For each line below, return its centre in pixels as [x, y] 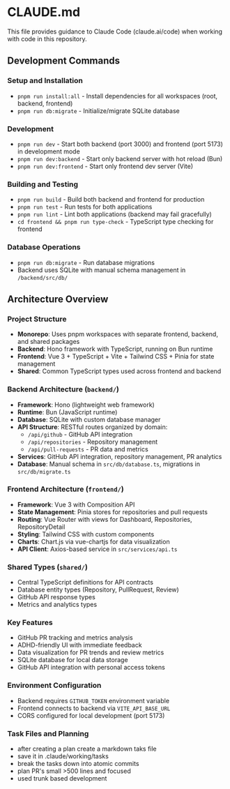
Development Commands [64, 61]
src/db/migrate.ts [44, 472]
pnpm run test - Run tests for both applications [85, 207]
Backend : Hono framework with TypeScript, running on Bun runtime [115, 349]
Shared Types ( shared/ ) [48, 567]
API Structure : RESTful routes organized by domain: [92, 427]
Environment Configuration [54, 686]
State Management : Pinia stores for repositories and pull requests [112, 512]
